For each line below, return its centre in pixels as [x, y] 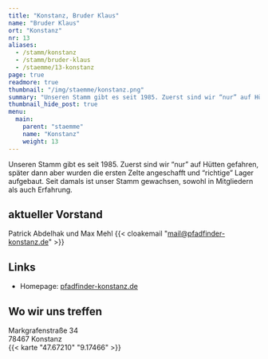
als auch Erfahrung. [41, 189]
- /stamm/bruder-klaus [53, 60]
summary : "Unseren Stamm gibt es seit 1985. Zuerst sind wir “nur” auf [130, 97]
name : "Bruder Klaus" [44, 23]
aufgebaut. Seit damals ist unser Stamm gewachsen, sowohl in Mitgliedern [131, 181]
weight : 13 [41, 141]
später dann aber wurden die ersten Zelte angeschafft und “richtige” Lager [131, 173]
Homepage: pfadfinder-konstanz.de [79, 287]
